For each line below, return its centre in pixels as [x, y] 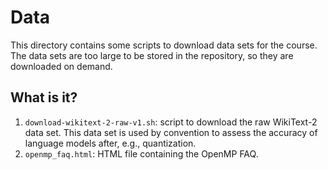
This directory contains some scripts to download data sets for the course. [164, 45]
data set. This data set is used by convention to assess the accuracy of [171, 132]
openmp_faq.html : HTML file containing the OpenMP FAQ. [141, 153]
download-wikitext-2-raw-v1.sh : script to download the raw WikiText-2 [171, 122]
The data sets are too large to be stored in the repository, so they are [152, 55]
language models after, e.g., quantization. [110, 143]
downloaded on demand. [61, 66]
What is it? [44, 97]
